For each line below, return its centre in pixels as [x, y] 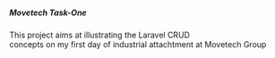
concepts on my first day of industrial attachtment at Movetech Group [138, 44]
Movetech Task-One [48, 12]
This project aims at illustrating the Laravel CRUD [100, 35]
